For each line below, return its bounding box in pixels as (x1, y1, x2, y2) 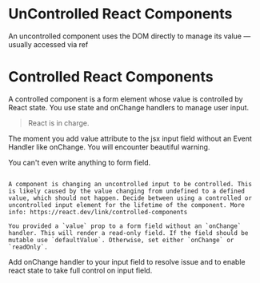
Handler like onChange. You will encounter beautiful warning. (8, 141, 210, 152)
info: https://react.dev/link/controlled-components (8, 208, 188, 216)
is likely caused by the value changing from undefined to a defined (8, 187, 246, 195)
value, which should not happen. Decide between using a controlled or (8, 193, 252, 202)
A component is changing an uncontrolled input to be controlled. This (8, 180, 252, 188)
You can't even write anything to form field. (8, 157, 151, 167)
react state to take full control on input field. (8, 265, 153, 275)
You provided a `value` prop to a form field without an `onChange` (8, 221, 242, 230)
